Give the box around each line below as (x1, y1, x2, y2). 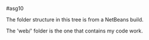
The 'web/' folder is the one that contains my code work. (6, 27, 143, 34)
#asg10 (6, 5, 24, 12)
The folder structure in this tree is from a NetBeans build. (6, 16, 144, 23)
